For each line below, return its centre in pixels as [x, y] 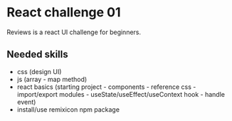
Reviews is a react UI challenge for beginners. [74, 32]
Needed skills [37, 54]
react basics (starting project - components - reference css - [106, 87]
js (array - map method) [52, 79]
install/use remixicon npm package [68, 109]
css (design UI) [39, 71]
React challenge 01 [64, 12]
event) [26, 102]
